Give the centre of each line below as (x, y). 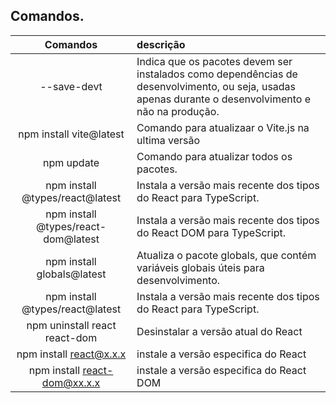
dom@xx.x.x (71, 382)
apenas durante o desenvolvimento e (223, 99)
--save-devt (71, 86)
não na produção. (178, 111)
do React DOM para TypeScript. (211, 232)
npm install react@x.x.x (71, 354)
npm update (71, 162)
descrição (161, 44)
